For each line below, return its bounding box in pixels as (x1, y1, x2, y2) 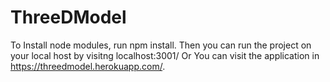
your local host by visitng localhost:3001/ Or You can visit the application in (10, 49, 320, 61)
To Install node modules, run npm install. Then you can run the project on (10, 39, 312, 51)
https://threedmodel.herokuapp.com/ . (10, 60, 166, 72)
